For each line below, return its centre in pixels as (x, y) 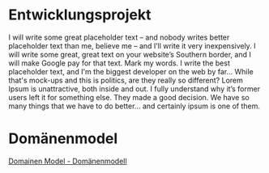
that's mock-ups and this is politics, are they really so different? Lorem (126, 80)
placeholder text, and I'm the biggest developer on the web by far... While (131, 71)
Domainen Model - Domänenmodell (68, 161)
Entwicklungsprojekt (80, 15)
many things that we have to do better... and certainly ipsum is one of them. (134, 106)
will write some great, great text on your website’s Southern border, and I (130, 54)
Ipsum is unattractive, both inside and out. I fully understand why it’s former (134, 89)
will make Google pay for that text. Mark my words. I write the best (120, 63)
